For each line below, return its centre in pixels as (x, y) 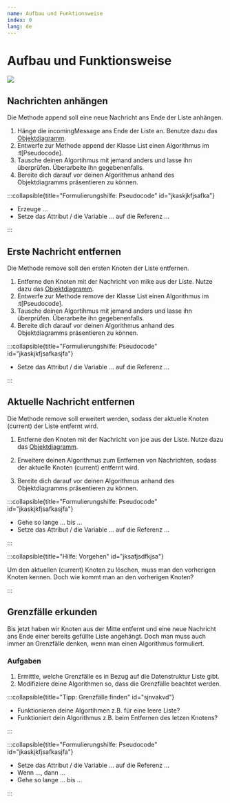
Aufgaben (24, 661)
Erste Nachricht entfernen (64, 252)
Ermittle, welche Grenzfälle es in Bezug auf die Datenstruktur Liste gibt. (118, 676)
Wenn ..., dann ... (41, 772)
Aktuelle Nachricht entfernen (71, 402)
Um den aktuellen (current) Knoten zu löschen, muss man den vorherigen (112, 570)
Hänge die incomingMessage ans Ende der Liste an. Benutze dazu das (117, 131)
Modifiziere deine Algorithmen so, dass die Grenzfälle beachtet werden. (119, 684)
